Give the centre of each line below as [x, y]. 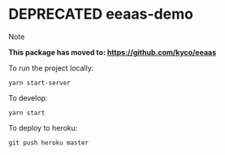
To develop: [28, 97]
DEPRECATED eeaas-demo [101, 14]
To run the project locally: [51, 68]
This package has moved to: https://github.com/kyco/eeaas [112, 52]
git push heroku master [49, 143]
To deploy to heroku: [43, 127]
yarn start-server [39, 83]
